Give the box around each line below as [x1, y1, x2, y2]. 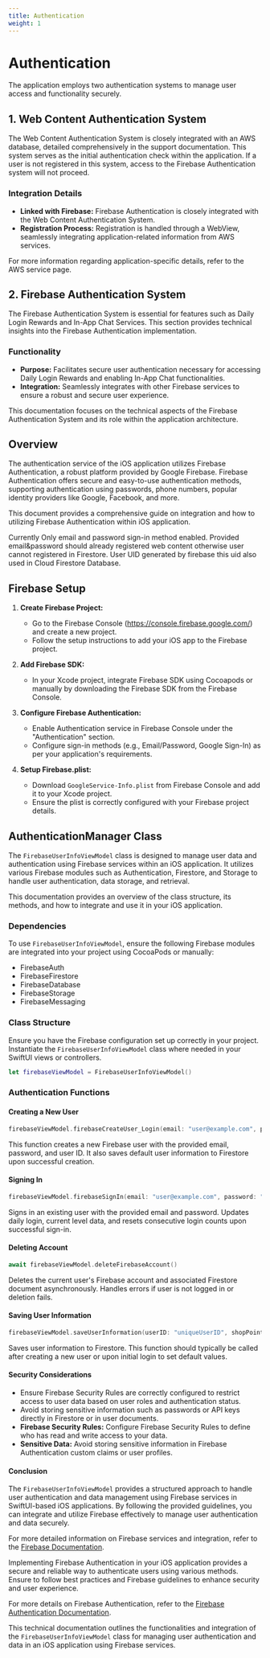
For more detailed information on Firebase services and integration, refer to [8, 1533, 258, 1544]
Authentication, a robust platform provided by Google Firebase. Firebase [8, 467, 248, 477]
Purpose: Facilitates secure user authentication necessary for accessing [19, 364, 261, 374]
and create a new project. [31, 627, 117, 637]
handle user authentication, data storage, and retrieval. [8, 876, 190, 886]
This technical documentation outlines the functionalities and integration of [8, 1623, 256, 1633]
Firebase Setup [8, 581, 86, 595]
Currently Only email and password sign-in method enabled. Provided [8, 532, 239, 543]
